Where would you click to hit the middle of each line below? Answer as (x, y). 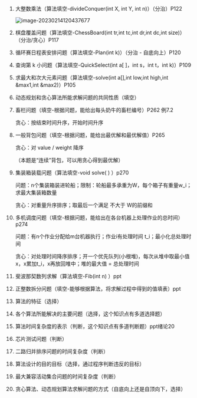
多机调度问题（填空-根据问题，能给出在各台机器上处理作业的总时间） (99, 218)
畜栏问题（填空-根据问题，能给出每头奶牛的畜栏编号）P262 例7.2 (94, 110)
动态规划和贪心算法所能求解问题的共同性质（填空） (77, 97)
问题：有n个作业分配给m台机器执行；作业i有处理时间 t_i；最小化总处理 (101, 236)
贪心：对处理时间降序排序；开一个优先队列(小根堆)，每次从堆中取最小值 (103, 256)
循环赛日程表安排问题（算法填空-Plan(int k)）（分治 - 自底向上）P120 (98, 52)
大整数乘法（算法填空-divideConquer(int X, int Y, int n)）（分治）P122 (98, 9)
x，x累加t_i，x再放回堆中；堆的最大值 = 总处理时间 (77, 264)
